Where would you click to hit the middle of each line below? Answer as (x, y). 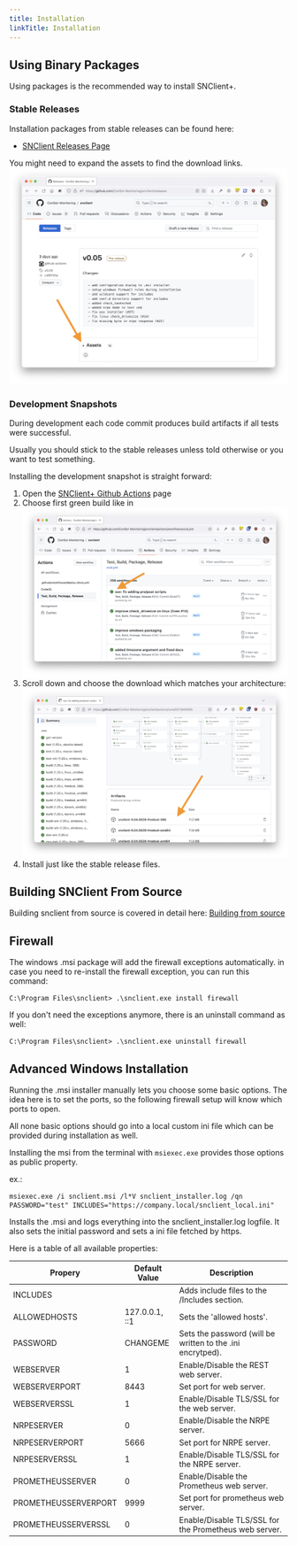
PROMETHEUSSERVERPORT (65, 1503)
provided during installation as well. (74, 1136)
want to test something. (52, 460)
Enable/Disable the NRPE (225, 1420)
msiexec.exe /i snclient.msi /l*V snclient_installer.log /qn (126, 1197)
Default (148, 1268)
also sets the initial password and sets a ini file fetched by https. (126, 1232)
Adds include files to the (223, 1290)
